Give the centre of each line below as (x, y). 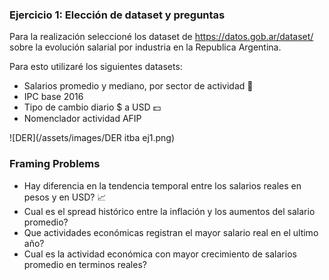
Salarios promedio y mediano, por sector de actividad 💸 (138, 86)
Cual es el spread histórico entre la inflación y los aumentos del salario (169, 211)
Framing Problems (55, 164)
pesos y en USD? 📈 (65, 197)
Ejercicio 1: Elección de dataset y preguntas (117, 15)
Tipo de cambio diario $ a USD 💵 (92, 107)
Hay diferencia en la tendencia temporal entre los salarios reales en (162, 185)
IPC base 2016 (53, 97)
